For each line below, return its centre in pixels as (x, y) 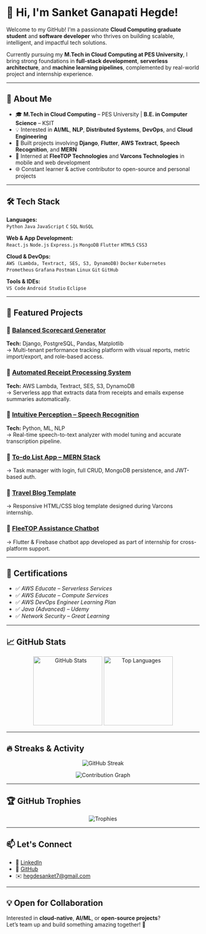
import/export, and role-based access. (55, 357)
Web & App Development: (40, 238)
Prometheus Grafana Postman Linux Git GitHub (62, 270)
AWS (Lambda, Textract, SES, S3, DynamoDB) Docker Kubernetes (86, 263)
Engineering (31, 136)
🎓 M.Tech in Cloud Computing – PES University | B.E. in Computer (101, 114)
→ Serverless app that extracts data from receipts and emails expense (95, 392)
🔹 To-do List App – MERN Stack (54, 457)
